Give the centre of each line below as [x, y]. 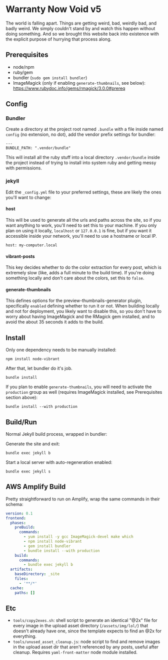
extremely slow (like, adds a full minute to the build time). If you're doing [80, 273]
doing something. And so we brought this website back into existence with [82, 34]
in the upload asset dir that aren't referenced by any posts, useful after [86, 647]
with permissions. [24, 168]
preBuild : [25, 528]
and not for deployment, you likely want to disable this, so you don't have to [84, 311]
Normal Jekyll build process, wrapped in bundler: [56, 434]
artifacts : [21, 569]
